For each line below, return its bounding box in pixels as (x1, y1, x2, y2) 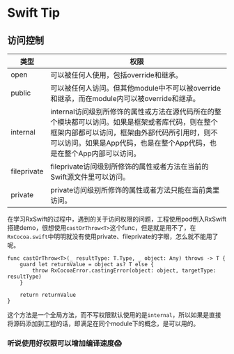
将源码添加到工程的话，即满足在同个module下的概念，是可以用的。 (7, 319, 200, 328)
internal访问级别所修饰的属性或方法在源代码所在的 (50, 107, 214, 116)
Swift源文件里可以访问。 (50, 172, 130, 182)
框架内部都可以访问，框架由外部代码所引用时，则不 (50, 128, 218, 137)
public (10, 88, 31, 98)
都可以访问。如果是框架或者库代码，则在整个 (71, 117, 218, 127)
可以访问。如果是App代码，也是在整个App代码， (50, 138, 210, 148)
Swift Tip (7, 5, 61, 21)
